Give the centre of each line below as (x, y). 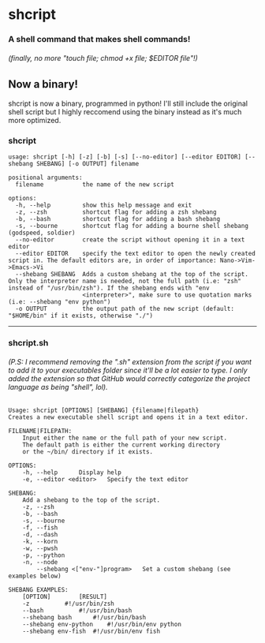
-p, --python (44, 555)
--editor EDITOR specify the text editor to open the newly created (136, 254)
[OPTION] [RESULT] (65, 597)
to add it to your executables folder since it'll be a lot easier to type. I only (128, 370)
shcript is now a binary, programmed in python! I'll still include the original (128, 103)
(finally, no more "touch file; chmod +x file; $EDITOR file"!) (103, 58)
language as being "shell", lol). (58, 387)
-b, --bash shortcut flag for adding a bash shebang (118, 219)
